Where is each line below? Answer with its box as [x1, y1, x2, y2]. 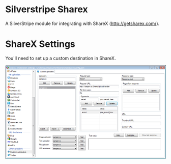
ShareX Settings [5, 38, 75, 50]
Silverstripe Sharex [5, 4, 88, 15]
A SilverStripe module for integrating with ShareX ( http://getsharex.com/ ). [5, 20, 160, 26]
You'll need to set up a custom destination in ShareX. [5, 55, 116, 61]
